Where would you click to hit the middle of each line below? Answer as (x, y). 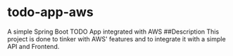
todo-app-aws (50, 12)
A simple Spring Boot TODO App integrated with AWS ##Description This (113, 31)
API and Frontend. (33, 46)
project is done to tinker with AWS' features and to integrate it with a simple (117, 38)
